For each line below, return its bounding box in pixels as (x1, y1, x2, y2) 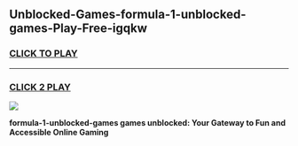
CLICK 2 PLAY (9, 81, 71, 93)
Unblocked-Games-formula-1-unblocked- (9, 7, 247, 22)
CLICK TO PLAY (9, 48, 78, 60)
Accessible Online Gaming (9, 127, 109, 137)
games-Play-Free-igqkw (9, 21, 148, 36)
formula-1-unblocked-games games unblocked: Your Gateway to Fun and (9, 117, 286, 127)
